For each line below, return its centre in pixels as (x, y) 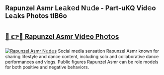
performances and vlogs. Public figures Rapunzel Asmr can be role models (82, 62)
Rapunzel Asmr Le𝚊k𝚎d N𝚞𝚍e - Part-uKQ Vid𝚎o (81, 8)
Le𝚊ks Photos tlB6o (36, 16)
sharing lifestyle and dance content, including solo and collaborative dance (82, 56)
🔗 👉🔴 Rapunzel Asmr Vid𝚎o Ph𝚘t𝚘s (62, 37)
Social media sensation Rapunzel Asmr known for (109, 51)
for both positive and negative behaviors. (47, 67)
